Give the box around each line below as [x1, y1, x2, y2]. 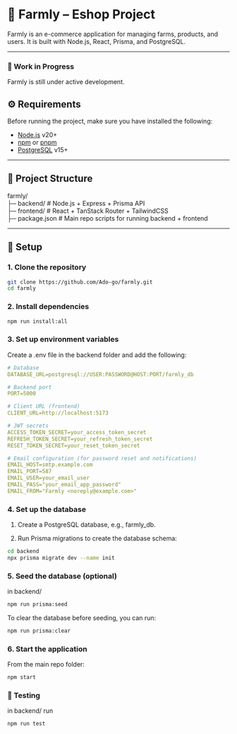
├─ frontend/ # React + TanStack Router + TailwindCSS [7, 206, 169, 215]
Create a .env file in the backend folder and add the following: [7, 350, 187, 359]
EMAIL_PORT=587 [7, 468, 52, 475]
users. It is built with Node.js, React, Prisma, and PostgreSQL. [7, 37, 186, 45]
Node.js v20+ [17, 131, 58, 139]
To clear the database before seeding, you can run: [7, 613, 157, 622]
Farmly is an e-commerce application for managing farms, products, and [7, 30, 219, 38]
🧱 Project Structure [7, 173, 93, 185]
